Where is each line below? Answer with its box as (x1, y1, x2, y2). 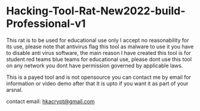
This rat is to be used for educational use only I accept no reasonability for (6, 36, 189, 44)
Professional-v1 (6, 17, 86, 30)
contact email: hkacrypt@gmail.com (6, 97, 95, 105)
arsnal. (6, 86, 23, 93)
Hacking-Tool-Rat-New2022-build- (6, 4, 186, 18)
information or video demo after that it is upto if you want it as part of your (6, 79, 189, 87)
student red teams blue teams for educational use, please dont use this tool (6, 55, 192, 63)
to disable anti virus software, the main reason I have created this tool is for (6, 49, 191, 56)
